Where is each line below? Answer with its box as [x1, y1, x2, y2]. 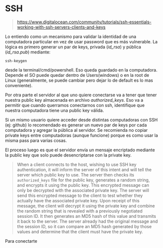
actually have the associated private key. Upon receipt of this [17, 197, 140, 203]
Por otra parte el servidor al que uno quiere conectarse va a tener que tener [5, 92, 157, 98]
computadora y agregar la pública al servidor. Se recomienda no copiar [5, 127, 148, 133]
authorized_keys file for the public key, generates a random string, [17, 177, 150, 183]
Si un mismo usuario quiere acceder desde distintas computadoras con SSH [5, 117, 158, 123]
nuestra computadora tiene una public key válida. [5, 107, 104, 113]
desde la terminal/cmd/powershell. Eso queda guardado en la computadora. [5, 67, 158, 73]
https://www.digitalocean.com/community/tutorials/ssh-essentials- [17, 19, 152, 25]
